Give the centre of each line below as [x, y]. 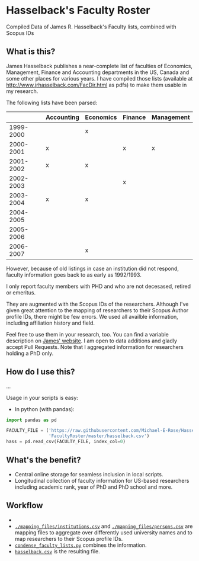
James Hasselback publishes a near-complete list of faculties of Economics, [99, 66]
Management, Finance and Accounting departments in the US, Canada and [98, 72]
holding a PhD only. [30, 353]
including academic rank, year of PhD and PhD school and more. [94, 487]
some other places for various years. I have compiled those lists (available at [99, 78]
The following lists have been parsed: [52, 102]
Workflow [25, 506]
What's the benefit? [44, 460]
